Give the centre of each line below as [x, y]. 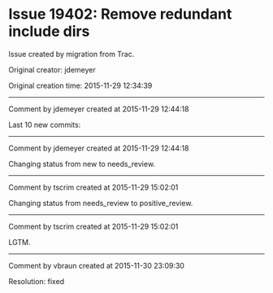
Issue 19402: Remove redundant [120, 14]
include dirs [49, 31]
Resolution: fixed [37, 281]
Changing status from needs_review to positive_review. [101, 203]
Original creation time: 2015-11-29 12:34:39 [80, 85]
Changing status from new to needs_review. [82, 164]
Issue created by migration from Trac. [71, 54]
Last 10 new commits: [45, 125]
